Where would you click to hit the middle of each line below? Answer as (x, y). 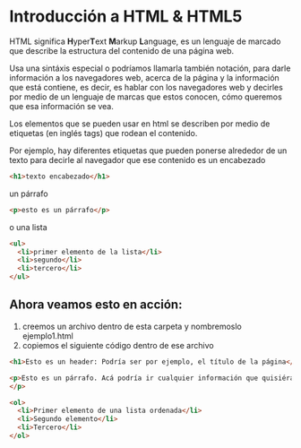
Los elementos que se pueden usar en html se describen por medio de (140, 124)
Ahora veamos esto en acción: (96, 305)
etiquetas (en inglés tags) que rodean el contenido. (103, 133)
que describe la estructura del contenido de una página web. (122, 50)
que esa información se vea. (62, 106)
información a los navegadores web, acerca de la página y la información (144, 77)
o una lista (28, 227)
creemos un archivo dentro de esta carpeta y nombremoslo (132, 326)
